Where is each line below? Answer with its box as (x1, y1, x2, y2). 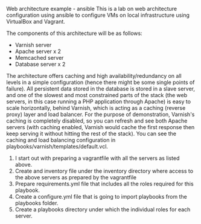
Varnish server (14, 42, 52, 48)
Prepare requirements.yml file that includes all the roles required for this (14, 181, 194, 187)
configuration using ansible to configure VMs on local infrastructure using (6, 11, 190, 19)
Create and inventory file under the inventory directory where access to (14, 167, 194, 174)
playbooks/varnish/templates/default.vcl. (6, 143, 109, 150)
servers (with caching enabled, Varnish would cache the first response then (6, 124, 195, 130)
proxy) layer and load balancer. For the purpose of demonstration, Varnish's (6, 111, 195, 118)
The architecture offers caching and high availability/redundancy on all (6, 72, 182, 79)
